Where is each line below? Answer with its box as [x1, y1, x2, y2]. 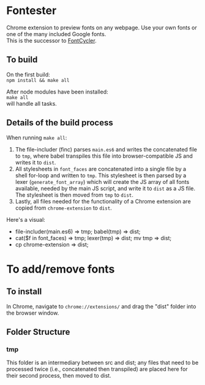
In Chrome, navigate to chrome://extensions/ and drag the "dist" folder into [6, 302, 196, 310]
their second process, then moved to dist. [6, 372, 111, 380]
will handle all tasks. [6, 100, 57, 107]
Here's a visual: [6, 216, 46, 223]
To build [6, 54, 38, 65]
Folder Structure [6, 326, 70, 337]
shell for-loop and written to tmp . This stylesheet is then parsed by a [15, 172, 187, 179]
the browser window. [6, 309, 59, 317]
